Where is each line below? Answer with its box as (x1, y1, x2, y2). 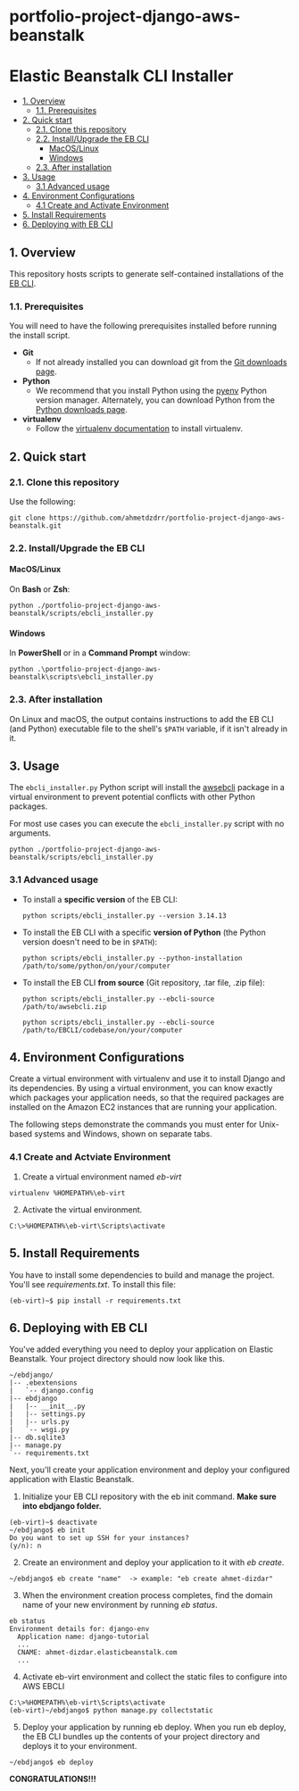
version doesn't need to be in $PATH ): (21, 936, 158, 947)
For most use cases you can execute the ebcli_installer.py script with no (9, 819, 285, 829)
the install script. (9, 330, 71, 341)
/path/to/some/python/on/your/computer (21, 962, 171, 970)
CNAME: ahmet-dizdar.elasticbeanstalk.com (17, 1648, 178, 1657)
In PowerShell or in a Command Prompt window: (9, 647, 191, 658)
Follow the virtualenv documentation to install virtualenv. (35, 423, 244, 434)
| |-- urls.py (9, 1418, 70, 1427)
